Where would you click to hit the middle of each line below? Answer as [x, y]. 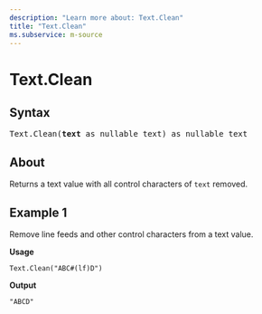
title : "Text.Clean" [48, 26]
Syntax [30, 113]
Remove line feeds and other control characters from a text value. [131, 234]
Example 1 [38, 212]
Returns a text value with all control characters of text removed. [129, 184]
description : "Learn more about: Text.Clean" [96, 18]
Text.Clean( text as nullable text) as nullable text [129, 134]
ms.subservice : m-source [56, 34]
